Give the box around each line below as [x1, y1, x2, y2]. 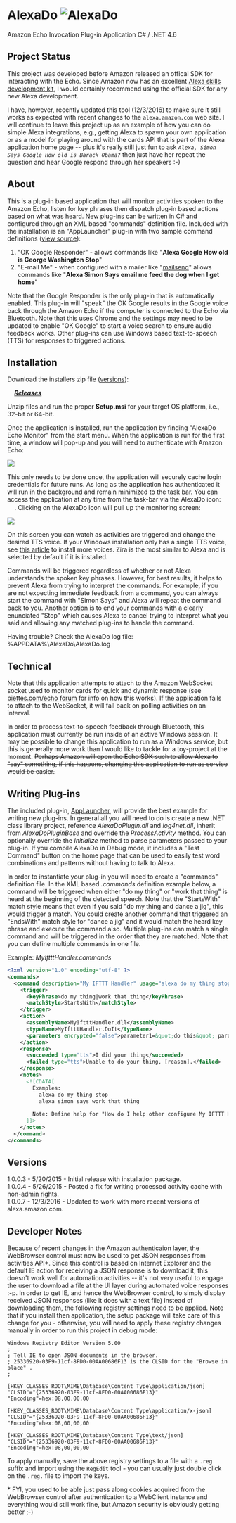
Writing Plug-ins [7, 788, 81, 800]
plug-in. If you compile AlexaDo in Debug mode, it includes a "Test [7, 844, 200, 852]
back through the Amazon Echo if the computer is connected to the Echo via [7, 306, 229, 314]
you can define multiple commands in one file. [7, 940, 141, 948]
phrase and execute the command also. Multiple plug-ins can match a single [7, 925, 228, 933]
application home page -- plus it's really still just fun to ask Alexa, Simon [7, 143, 216, 151]
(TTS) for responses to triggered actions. [7, 336, 126, 345]
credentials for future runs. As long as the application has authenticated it [7, 480, 220, 489]
